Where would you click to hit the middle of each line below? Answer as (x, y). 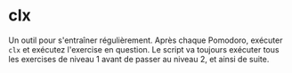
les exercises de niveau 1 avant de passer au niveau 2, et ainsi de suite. (139, 59)
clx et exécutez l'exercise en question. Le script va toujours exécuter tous (144, 49)
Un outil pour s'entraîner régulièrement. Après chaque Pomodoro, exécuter (146, 40)
